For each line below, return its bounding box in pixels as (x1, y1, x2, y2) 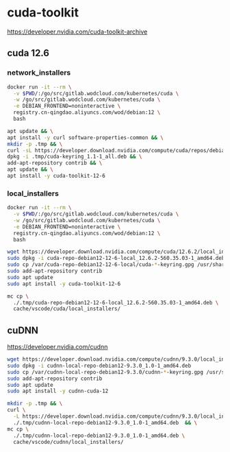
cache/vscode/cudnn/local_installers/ (13, 438, 125, 445)
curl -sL (7, 147, 32, 154)
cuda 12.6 (7, 47, 50, 59)
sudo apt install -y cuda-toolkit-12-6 (7, 280, 121, 287)
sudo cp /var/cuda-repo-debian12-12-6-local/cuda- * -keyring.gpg (7, 261, 194, 268)
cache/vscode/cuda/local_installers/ (13, 305, 121, 313)
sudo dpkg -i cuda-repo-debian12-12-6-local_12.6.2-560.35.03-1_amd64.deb (7, 255, 225, 262)
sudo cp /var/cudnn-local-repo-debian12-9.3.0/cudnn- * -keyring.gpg (7, 368, 204, 375)
